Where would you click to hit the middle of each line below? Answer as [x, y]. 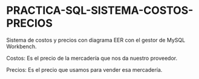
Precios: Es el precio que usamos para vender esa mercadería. [84, 69]
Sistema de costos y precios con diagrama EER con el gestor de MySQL [96, 40]
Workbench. [21, 46]
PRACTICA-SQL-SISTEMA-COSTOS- [100, 11]
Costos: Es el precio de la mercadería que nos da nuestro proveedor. [92, 58]
